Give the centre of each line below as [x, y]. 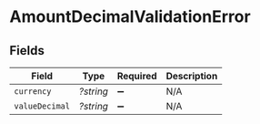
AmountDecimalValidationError [130, 17]
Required [137, 76]
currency [33, 92]
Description [192, 76]
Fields [27, 51]
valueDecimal [42, 106]
